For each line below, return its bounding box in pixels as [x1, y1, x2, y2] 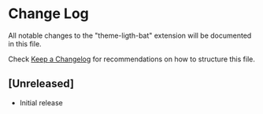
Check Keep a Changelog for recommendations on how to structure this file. [8, 54, 256, 64]
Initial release [19, 97, 63, 107]
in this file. [8, 39, 42, 48]
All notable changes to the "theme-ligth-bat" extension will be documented [8, 31, 252, 40]
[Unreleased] [8, 77, 75, 90]
